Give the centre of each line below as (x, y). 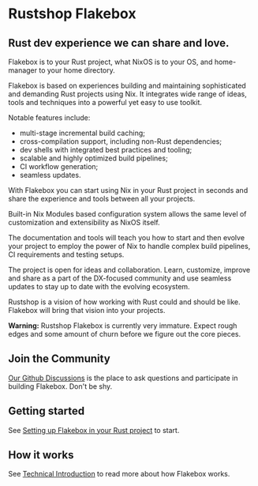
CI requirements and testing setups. (66, 254)
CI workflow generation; (59, 166)
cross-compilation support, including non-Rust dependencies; (121, 141)
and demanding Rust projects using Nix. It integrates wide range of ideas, (127, 94)
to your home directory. (77, 70)
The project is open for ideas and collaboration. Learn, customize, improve (129, 270)
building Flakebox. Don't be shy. (60, 386)
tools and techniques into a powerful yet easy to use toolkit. (105, 102)
